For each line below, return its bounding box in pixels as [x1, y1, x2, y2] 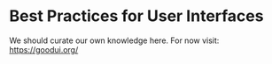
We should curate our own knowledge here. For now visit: [9, 35, 220, 46]
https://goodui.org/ [9, 44, 79, 54]
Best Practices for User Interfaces [9, 6, 264, 26]
